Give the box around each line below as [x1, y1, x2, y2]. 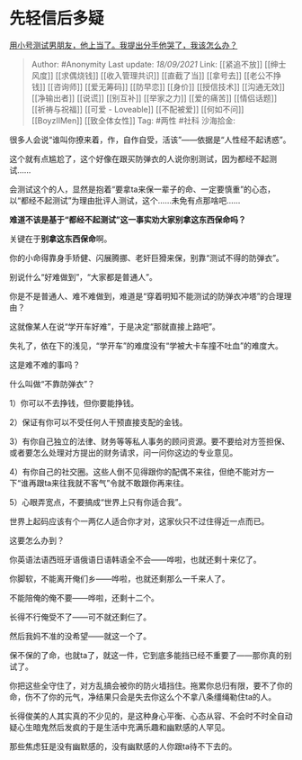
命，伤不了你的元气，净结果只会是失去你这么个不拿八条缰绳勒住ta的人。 [9, 691, 277, 702]
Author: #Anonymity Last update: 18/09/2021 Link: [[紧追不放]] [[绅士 [31, 59, 287, 69]
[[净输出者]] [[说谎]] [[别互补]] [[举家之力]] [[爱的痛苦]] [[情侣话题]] [31, 92, 278, 104]
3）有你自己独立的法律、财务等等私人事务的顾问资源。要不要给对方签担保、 [9, 436, 290, 447]
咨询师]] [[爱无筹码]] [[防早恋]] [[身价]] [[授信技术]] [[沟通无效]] [53, 81, 286, 92]
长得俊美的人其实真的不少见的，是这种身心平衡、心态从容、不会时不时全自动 [9, 710, 293, 721]
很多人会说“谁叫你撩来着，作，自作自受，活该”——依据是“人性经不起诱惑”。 [9, 134, 291, 145]
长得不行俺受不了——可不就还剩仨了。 [9, 611, 151, 622]
